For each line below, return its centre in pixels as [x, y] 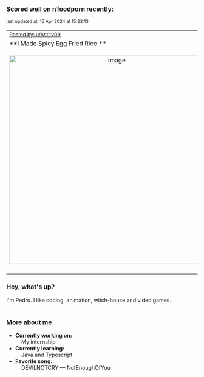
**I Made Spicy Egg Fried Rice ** [58, 44]
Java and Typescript [47, 355]
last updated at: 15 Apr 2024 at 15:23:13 [48, 22]
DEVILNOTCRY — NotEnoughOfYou [66, 367]
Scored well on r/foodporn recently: [60, 9]
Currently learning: [40, 348]
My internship [38, 342]
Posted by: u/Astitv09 [35, 35]
